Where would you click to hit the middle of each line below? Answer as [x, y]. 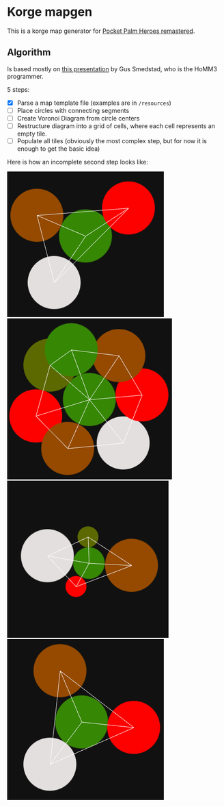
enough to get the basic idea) [58, 149]
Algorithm [29, 52]
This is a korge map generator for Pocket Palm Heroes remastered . [101, 31]
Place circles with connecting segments [73, 110]
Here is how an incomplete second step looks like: [78, 162]
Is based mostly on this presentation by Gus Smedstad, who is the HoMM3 [112, 69]
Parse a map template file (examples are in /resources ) [94, 103]
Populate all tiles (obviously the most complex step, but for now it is [112, 141]
